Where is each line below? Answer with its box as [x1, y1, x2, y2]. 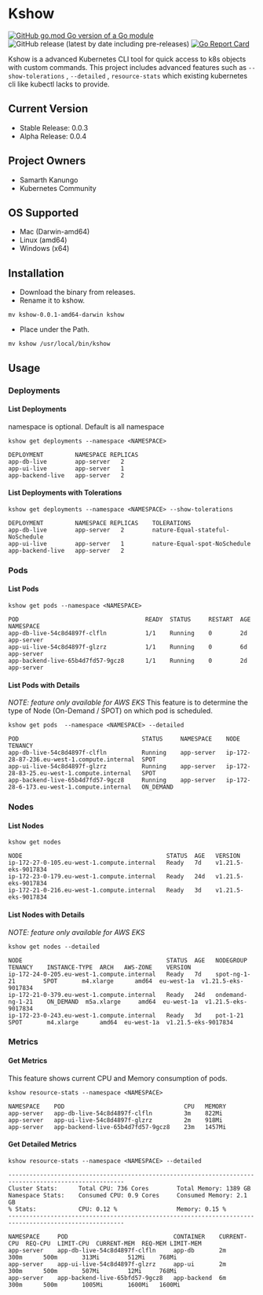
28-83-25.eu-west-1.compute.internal [8, 770, 132, 778]
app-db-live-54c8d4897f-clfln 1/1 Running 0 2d [8, 630, 247, 638]
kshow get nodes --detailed [8, 943, 100, 951]
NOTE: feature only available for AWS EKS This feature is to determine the [8, 697, 249, 708]
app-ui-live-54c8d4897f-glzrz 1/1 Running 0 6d [8, 643, 247, 651]
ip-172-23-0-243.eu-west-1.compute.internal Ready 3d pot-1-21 [8, 1011, 244, 1019]
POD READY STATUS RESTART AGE [8, 616, 251, 624]
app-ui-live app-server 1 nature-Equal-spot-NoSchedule [8, 539, 251, 547]
